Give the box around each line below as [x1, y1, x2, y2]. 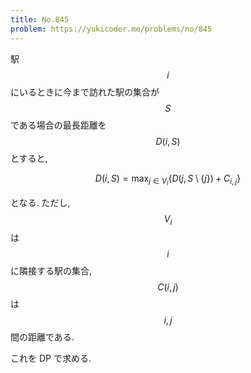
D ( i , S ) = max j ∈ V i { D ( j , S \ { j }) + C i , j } [94, 172, 242, 188]
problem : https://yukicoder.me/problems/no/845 [10, 24, 213, 34]
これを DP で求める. [10, 352, 92, 365]
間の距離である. [10, 331, 75, 343]
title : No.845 [10, 14, 70, 25]
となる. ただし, [10, 196, 71, 208]
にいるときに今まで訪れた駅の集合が [10, 86, 160, 98]
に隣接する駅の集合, [10, 265, 93, 277]
